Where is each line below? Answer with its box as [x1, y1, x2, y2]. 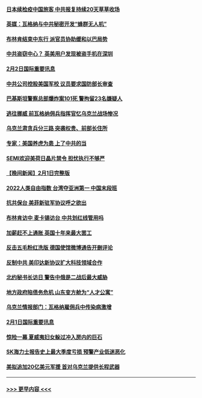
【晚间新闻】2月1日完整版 [6, 169, 70, 177]
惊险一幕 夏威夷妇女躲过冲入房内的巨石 [6, 333, 103, 340]
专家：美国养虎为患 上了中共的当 [6, 139, 87, 147]
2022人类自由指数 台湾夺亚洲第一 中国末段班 [6, 184, 117, 191]
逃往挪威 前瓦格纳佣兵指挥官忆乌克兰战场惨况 [6, 110, 118, 117]
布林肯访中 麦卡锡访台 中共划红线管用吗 [6, 214, 104, 221]
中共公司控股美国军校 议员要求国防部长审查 [6, 80, 113, 87]
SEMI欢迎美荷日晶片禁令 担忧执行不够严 [6, 154, 105, 162]
